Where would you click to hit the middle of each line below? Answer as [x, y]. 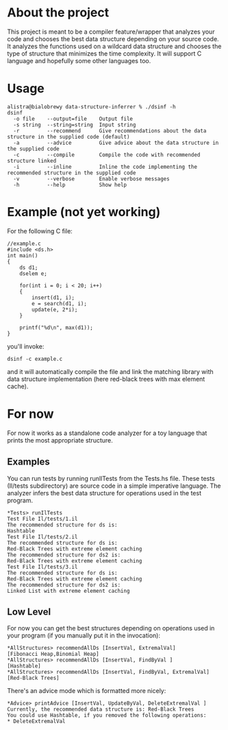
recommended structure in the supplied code [72, 173]
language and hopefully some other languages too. [79, 60]
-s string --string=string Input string [75, 125]
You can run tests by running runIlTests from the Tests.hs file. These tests [111, 478]
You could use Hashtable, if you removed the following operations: [107, 716]
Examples [28, 462]
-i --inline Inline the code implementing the [105, 167]
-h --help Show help [70, 185]
